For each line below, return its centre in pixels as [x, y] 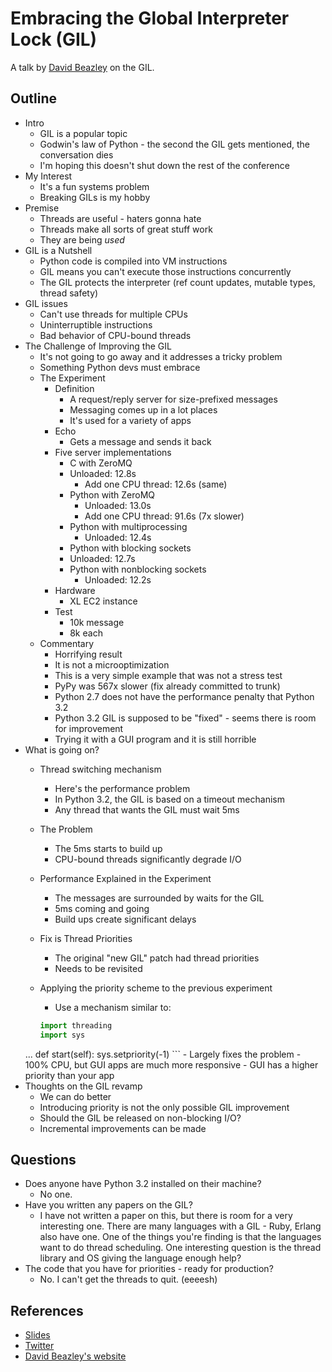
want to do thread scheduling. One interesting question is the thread [180, 1248]
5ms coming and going [102, 908]
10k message [97, 622]
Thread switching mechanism [100, 769]
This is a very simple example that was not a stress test [168, 675]
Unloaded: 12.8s [103, 473]
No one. [56, 1194]
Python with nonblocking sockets [138, 569]
